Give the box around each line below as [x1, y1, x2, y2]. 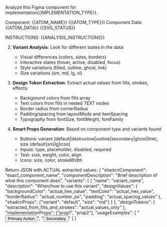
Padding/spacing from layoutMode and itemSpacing [20, 111, 128, 117]
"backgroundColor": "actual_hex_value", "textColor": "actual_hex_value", [5, 188, 154, 194]
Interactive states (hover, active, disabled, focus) [20, 59, 121, 65]
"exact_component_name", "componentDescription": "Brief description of [5, 172, 157, 178]
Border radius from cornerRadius [20, 106, 88, 111]
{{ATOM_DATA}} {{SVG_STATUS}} [5, 25, 76, 31]
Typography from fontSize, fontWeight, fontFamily [20, 116, 124, 122]
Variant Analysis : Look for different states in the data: [12, 44, 124, 50]
